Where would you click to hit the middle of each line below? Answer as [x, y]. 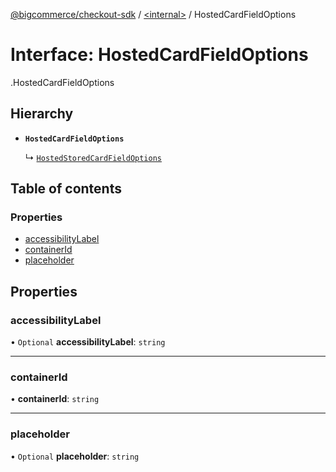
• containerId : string [55, 399]
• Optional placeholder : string [75, 456]
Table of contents [66, 189]
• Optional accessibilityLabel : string [88, 342]
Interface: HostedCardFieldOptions [159, 55]
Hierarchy [42, 114]
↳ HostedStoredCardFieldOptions [93, 157]
